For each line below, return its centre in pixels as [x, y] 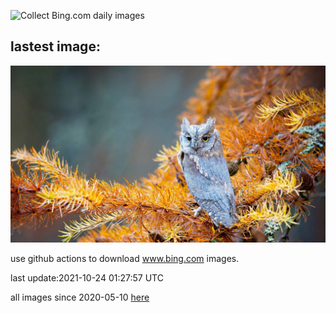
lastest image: [55, 46]
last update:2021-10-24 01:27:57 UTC [87, 278]
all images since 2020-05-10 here [80, 297]
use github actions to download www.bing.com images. [125, 259]
